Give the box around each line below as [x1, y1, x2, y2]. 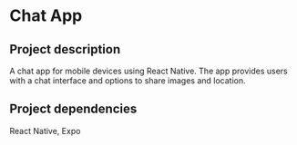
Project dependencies [9, 101, 138, 117]
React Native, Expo [9, 125, 81, 136]
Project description [9, 42, 121, 57]
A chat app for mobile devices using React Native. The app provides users [9, 65, 289, 76]
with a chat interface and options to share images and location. [9, 75, 246, 86]
